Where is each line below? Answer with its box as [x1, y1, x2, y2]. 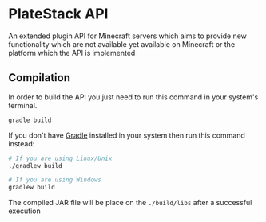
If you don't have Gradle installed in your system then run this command [8, 130, 246, 140]
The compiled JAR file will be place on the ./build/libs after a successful [8, 198, 252, 208]
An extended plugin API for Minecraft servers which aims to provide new [8, 31, 248, 41]
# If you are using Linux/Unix [8, 154, 113, 162]
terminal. [8, 100, 38, 110]
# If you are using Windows [8, 176, 102, 184]
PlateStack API [8, 5, 109, 23]
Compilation [8, 71, 70, 84]
